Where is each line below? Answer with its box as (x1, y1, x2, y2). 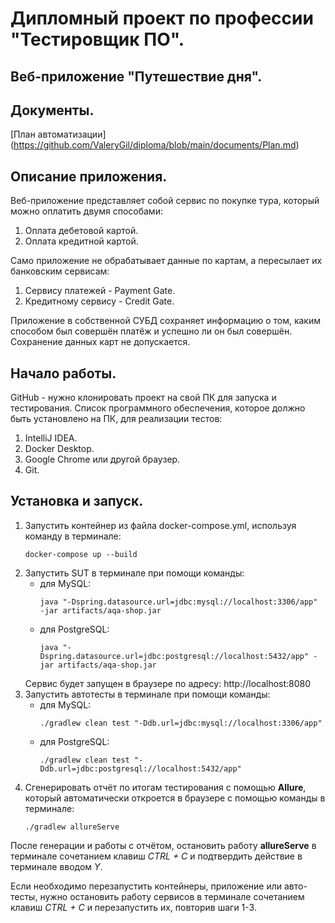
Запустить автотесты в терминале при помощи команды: (24, 688, 271, 700)
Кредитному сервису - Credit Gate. (24, 295, 175, 307)
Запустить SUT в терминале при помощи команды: (24, 567, 245, 579)
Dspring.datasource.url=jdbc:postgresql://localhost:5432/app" (39, 651, 310, 661)
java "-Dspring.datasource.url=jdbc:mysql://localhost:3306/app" (39, 597, 318, 607)
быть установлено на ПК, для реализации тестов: (10, 413, 223, 425)
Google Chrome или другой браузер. (24, 453, 181, 466)
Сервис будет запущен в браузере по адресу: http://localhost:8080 (24, 677, 312, 689)
